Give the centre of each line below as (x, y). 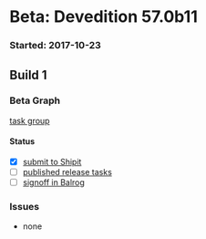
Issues (25, 207)
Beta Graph (35, 100)
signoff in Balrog (53, 182)
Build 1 (28, 75)
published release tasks (67, 172)
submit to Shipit (52, 162)
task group (30, 120)
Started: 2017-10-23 (56, 46)
